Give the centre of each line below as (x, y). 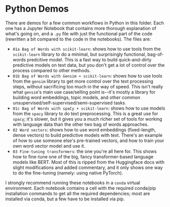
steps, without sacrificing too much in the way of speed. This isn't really (88, 86)
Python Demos (37, 9)
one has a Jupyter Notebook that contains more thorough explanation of (81, 28)
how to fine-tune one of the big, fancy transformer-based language (83, 157)
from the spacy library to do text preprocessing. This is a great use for (85, 113)
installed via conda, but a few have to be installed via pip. (65, 199)
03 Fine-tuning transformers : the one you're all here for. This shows (84, 151)
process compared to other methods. (52, 70)
